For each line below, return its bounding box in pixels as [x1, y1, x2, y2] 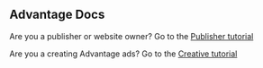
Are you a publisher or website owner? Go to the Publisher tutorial [9, 30, 254, 41]
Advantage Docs [9, 7, 105, 22]
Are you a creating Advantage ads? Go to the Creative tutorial [9, 48, 238, 59]
